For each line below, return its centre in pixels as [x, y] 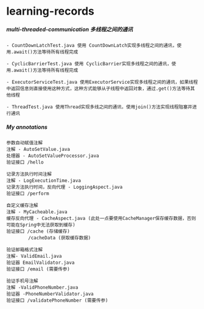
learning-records [50, 11]
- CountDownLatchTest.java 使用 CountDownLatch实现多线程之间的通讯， [92, 46]
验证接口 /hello [25, 162]
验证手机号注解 [22, 281]
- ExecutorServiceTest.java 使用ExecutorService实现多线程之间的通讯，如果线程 [102, 82]
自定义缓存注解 [22, 206]
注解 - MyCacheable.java [37, 212]
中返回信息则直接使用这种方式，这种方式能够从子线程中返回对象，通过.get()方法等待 [98, 89]
